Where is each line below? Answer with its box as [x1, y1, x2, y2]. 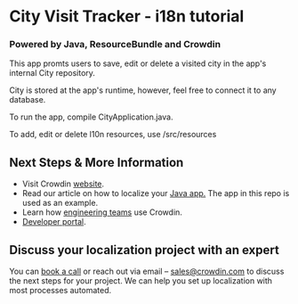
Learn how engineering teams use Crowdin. [21, 207, 182, 218]
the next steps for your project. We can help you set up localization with [9, 275, 273, 286]
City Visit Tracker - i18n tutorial [9, 6, 245, 27]
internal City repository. [9, 68, 96, 78]
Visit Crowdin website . [21, 178, 105, 189]
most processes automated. [9, 285, 112, 296]
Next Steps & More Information [9, 154, 184, 170]
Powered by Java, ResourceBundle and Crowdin [9, 38, 221, 51]
